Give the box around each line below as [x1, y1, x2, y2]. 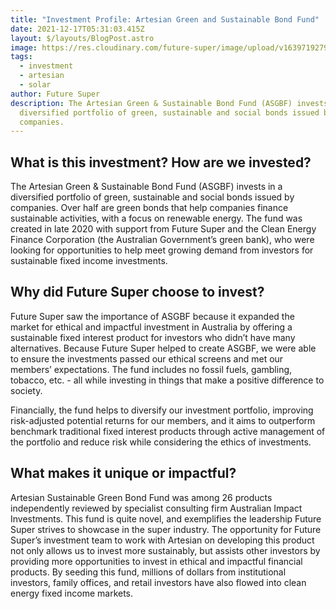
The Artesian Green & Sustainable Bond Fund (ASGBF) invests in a [10, 181, 283, 193]
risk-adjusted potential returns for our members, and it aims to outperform [10, 414, 316, 426]
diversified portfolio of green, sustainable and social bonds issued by [10, 191, 295, 203]
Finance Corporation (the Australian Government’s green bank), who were [10, 234, 315, 246]
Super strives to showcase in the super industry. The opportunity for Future [10, 523, 322, 535]
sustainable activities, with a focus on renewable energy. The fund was [10, 212, 303, 225]
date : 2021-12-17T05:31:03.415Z [10, 24, 145, 34]
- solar [19, 80, 52, 90]
